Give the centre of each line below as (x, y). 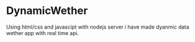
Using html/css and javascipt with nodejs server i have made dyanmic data (98, 27)
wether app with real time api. (43, 33)
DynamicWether (47, 11)
